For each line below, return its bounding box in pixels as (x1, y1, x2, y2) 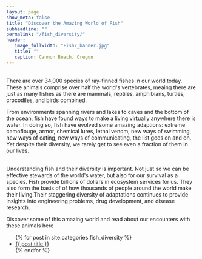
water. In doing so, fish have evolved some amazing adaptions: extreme (6, 121, 186, 128)
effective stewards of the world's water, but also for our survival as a (6, 171, 178, 179)
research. (6, 204, 30, 211)
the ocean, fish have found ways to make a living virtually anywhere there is (6, 115, 196, 122)
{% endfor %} (15, 246, 50, 254)
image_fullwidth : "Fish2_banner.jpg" (14, 43, 110, 49)
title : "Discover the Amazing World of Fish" (6, 20, 123, 26)
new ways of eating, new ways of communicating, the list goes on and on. (6, 134, 192, 141)
